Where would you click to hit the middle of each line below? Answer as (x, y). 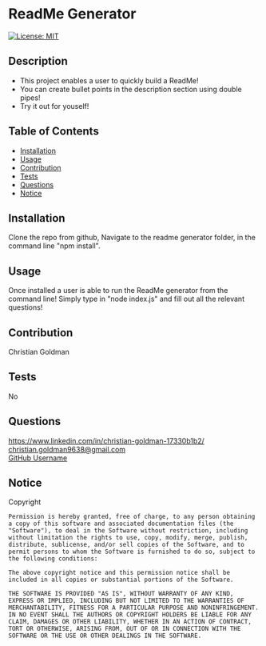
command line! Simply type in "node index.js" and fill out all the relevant (127, 299)
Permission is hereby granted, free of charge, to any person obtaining (132, 517)
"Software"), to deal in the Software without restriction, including (128, 531)
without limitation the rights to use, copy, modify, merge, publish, (128, 538)
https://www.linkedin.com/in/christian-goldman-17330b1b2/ (107, 440)
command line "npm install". (55, 246)
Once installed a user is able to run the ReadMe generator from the (118, 291)
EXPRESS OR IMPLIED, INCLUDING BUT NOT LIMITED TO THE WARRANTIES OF (127, 601)
